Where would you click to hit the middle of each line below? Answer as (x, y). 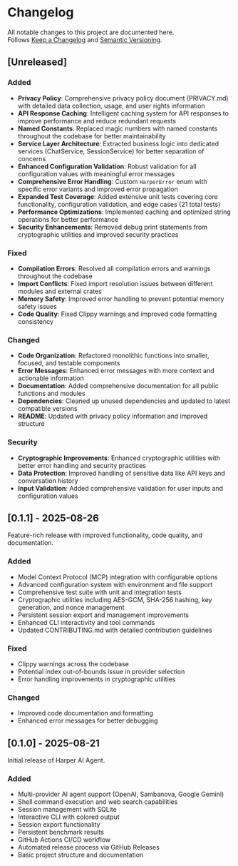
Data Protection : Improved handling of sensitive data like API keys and (121, 473)
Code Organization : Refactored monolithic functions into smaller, (113, 356)
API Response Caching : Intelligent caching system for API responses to (123, 113)
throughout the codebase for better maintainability (92, 136)
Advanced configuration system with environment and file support (115, 584)
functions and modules (51, 394)
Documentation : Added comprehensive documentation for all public (118, 386)
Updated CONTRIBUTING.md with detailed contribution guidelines (115, 630)
